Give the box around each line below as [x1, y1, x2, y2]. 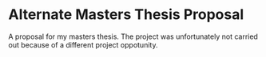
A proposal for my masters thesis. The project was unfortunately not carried [8, 32, 258, 41]
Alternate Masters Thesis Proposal [8, 6, 244, 24]
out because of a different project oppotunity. [8, 40, 158, 49]
